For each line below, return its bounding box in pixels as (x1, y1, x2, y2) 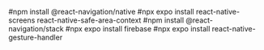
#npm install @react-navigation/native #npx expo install (8, 7, 194, 16)
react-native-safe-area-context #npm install (36, 15, 185, 25)
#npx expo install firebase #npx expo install (65, 24, 211, 33)
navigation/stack (8, 24, 64, 33)
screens (8, 15, 36, 25)
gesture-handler (8, 32, 63, 42)
